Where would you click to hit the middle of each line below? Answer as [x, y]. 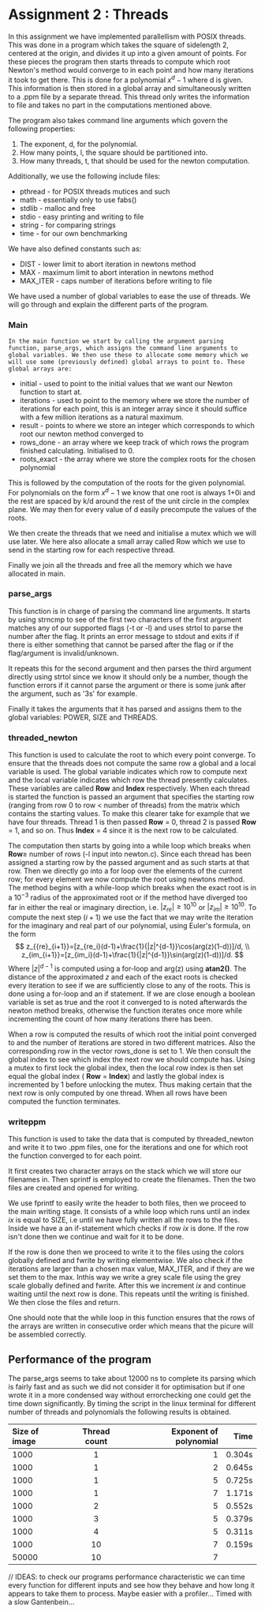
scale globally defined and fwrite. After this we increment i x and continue [127, 1286]
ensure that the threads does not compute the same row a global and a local [132, 763]
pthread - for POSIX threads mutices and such [95, 191]
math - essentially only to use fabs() [78, 200]
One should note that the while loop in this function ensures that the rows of [131, 1318]
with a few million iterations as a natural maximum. [101, 417]
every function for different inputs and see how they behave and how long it [131, 1585]
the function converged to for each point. [75, 1156]
